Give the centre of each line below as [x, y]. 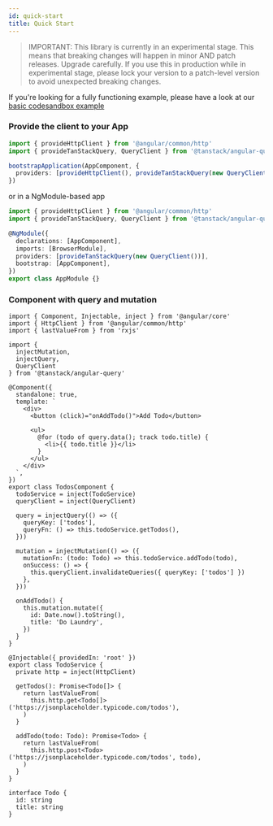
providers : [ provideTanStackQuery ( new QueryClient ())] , [112, 256]
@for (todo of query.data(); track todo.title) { [123, 437]
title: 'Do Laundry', [67, 623]
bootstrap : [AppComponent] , [63, 264]
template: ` [36, 402]
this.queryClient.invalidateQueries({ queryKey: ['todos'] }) [137, 573]
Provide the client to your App [68, 127]
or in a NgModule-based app [57, 197]
